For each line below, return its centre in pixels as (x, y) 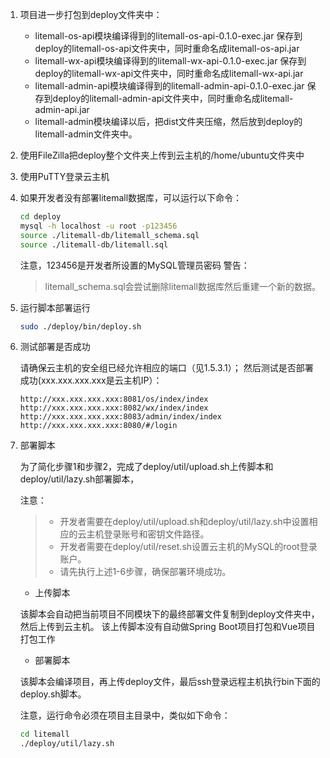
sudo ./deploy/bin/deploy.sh (80, 326)
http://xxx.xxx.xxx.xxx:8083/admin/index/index (120, 417)
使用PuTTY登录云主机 (64, 176)
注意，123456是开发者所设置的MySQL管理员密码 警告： (134, 265)
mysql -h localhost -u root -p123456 (98, 226)
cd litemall (44, 734)
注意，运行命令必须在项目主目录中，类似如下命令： (125, 715)
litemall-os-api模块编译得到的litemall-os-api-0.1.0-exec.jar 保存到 (168, 36)
